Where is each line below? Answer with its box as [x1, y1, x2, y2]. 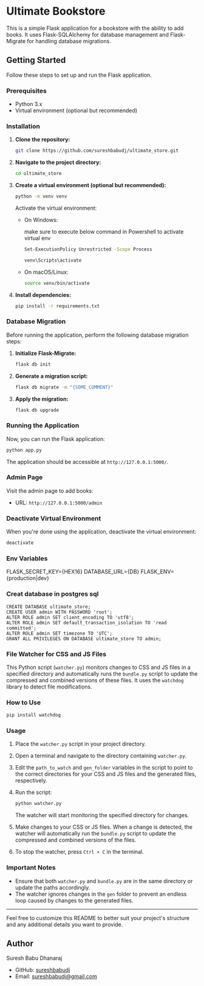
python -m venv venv [15, 193, 67, 199]
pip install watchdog [6, 712, 61, 718]
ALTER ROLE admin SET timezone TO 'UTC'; [6, 630, 113, 637]
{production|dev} [6, 574, 50, 582]
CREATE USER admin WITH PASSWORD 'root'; [6, 609, 113, 615]
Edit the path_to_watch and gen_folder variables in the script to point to [15, 764, 193, 771]
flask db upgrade [15, 407, 59, 413]
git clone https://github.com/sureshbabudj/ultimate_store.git [15, 148, 179, 154]
